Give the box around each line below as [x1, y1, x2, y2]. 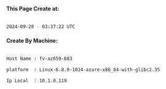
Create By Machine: [6, 37, 58, 44]
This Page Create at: [6, 5, 59, 12]
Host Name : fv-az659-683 [6, 55, 72, 62]
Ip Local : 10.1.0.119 [6, 78, 67, 84]
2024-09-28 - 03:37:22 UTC [6, 24, 75, 30]
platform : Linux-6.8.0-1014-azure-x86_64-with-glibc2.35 [6, 67, 160, 73]
